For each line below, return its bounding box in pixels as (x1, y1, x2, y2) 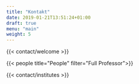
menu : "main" (6, 25, 39, 32)
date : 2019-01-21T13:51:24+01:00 (6, 15, 91, 21)
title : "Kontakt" (6, 8, 50, 15)
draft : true (6, 20, 36, 26)
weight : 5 (6, 31, 32, 37)
